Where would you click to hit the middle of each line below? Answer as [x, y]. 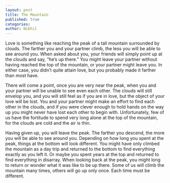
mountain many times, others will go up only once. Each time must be [78, 171]
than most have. [22, 76]
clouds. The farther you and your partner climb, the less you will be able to [83, 49]
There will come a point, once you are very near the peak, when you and [81, 85]
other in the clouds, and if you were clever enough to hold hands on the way [85, 107]
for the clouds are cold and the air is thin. [48, 123]
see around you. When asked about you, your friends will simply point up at [84, 54]
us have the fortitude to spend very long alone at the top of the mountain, [82, 118]
